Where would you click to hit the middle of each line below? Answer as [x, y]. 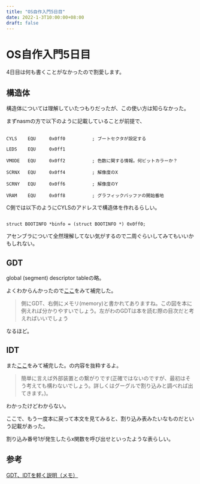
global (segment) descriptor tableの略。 [55, 278]
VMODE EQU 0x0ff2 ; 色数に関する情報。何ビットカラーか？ [92, 161]
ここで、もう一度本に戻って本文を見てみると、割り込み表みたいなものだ [95, 418]
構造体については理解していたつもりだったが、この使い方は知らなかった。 [98, 108]
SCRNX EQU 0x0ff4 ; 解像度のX [62, 173]
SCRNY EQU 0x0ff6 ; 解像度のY [62, 184]
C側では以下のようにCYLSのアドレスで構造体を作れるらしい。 [83, 208]
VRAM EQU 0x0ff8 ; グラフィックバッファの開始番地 [85, 196]
